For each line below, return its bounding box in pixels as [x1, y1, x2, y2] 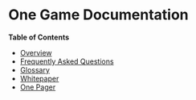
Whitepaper [19, 73, 59, 83]
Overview [19, 48, 52, 57]
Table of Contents [8, 32, 70, 42]
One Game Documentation [8, 6, 189, 24]
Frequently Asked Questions [19, 56, 114, 66]
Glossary [19, 65, 51, 74]
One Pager [19, 82, 56, 92]
